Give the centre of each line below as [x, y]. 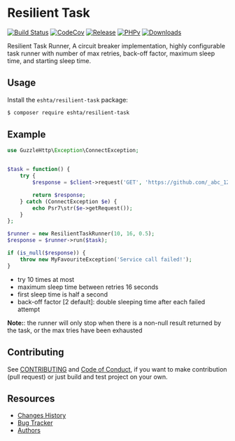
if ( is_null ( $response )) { [47, 253]
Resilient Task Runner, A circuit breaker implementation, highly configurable [116, 46]
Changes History [42, 416]
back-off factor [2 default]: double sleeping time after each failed [111, 301]
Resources [31, 399]
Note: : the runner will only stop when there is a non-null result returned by [114, 323]
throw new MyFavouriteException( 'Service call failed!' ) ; [106, 259]
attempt [29, 309]
